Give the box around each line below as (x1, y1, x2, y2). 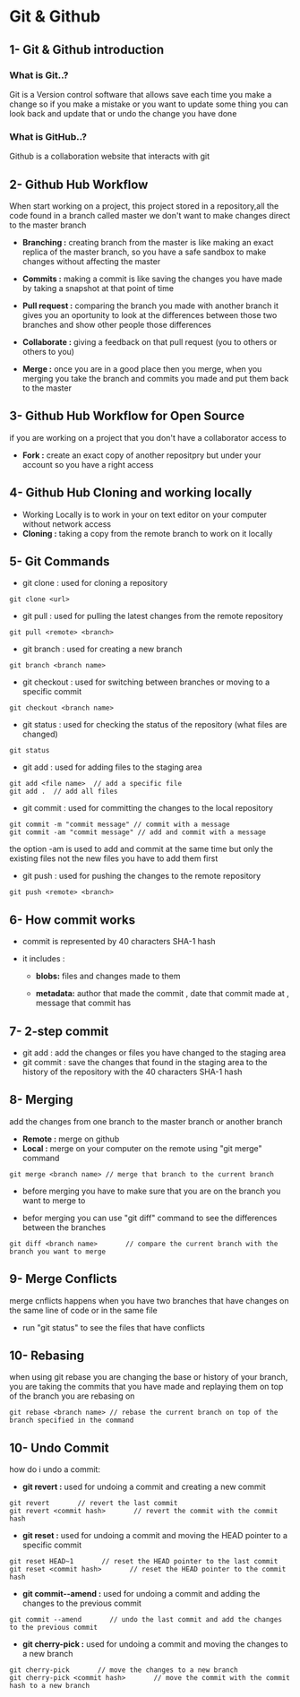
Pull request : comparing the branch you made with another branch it (21, 300, 279, 311)
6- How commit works (9, 912, 136, 927)
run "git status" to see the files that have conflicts (21, 1322, 206, 1332)
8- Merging (9, 1092, 73, 1107)
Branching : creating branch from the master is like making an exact (21, 237, 274, 247)
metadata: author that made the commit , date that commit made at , (35, 988, 289, 999)
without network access (21, 518, 112, 530)
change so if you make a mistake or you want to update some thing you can (9, 99, 289, 109)
